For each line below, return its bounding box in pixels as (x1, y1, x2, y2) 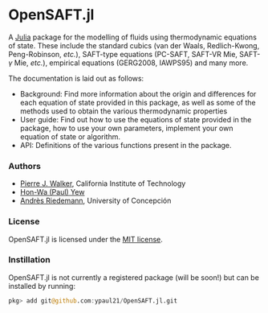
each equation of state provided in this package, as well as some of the (19, 97, 256, 107)
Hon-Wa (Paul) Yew (19, 187, 85, 197)
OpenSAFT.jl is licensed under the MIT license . (8, 234, 163, 244)
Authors (8, 160, 42, 171)
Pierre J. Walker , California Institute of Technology (19, 179, 186, 188)
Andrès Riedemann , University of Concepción (19, 196, 172, 206)
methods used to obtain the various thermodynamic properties (19, 106, 228, 116)
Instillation (8, 254, 51, 266)
